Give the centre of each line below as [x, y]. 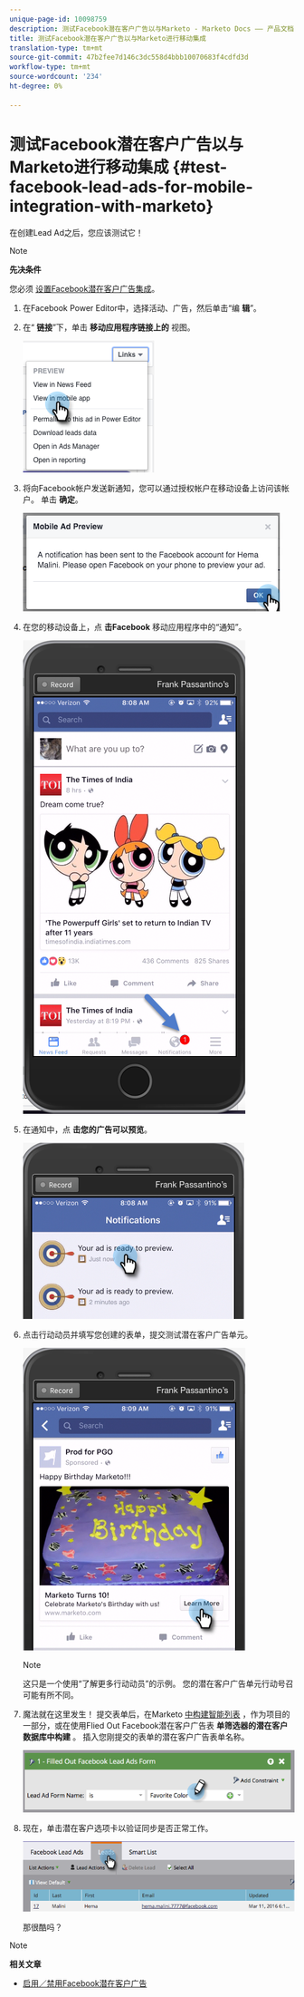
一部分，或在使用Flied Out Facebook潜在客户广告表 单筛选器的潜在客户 [155, 1725]
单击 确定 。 [62, 499]
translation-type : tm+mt [56, 48]
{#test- [200, 167]
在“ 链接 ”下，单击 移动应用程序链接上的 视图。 [109, 327]
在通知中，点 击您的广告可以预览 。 [87, 1129]
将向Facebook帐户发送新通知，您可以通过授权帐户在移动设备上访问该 [152, 488]
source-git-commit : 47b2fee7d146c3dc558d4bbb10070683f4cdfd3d [129, 58]
